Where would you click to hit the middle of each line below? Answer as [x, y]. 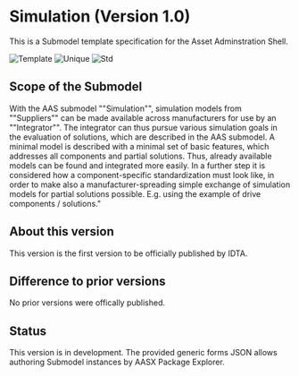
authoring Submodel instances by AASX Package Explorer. [117, 362]
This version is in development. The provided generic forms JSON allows [144, 353]
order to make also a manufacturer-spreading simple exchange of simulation [150, 184]
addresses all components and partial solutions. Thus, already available [141, 156]
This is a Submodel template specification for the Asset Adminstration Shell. [149, 41]
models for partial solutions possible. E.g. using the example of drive [135, 193]
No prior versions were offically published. [87, 303]
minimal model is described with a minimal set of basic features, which [139, 146]
